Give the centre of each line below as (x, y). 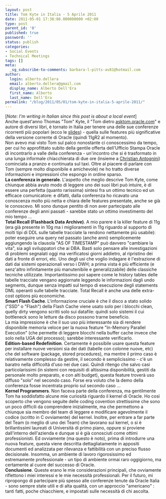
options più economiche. (40, 296)
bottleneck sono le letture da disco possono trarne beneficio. (67, 317)
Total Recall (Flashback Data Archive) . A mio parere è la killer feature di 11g (83, 222)
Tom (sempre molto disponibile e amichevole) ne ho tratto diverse (72, 169)
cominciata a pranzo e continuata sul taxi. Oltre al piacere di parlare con (79, 164)
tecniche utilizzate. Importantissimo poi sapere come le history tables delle (82, 275)
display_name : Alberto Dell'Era (43, 88)
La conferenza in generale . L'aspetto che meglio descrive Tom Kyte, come (82, 180)
